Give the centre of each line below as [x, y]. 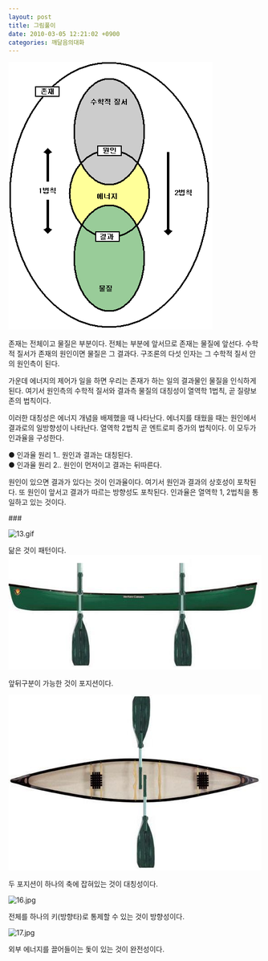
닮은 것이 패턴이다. [37, 551]
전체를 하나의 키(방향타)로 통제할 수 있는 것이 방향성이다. [96, 917]
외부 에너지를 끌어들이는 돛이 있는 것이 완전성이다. [87, 949]
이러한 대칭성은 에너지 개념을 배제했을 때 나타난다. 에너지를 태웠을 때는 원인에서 [132, 418]
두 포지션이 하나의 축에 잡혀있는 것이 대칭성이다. [83, 884]
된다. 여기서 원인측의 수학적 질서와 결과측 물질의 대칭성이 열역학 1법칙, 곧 [122, 391]
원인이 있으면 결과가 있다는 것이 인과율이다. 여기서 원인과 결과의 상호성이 [122, 483]
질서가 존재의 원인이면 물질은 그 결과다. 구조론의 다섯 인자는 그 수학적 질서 [132, 354]
